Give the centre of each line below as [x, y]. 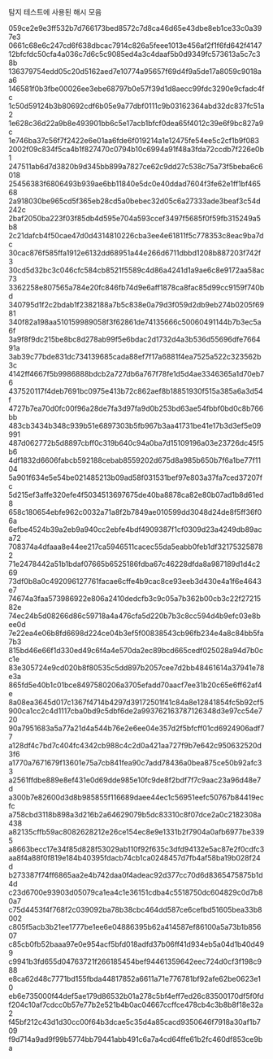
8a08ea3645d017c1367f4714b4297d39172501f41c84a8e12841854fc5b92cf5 [136, 702]
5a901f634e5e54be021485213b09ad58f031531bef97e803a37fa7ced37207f [135, 477]
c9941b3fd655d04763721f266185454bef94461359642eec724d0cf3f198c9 [135, 961]
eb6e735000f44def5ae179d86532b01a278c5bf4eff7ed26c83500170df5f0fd [136, 996]
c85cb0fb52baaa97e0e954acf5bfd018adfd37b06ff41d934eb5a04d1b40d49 [136, 944]
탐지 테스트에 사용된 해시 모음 [55, 12]
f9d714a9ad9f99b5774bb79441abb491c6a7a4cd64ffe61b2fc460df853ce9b [136, 1039]
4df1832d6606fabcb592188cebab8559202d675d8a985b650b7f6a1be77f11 [135, 460]
